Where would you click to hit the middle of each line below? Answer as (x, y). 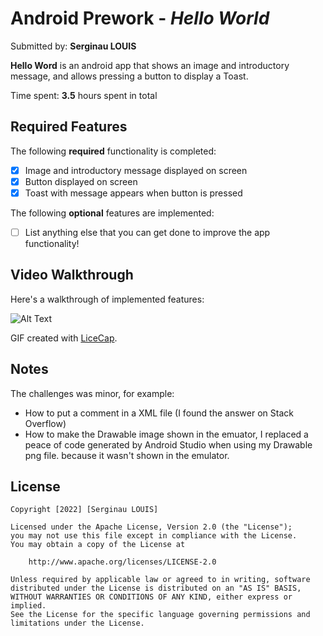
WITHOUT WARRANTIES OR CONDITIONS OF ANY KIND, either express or (151, 597)
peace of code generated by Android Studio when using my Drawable (168, 444)
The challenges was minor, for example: (92, 393)
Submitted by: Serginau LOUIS (73, 46)
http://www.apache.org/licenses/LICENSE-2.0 (122, 562)
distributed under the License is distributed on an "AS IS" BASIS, (156, 588)
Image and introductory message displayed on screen (136, 170)
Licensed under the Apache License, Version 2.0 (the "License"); (151, 527)
